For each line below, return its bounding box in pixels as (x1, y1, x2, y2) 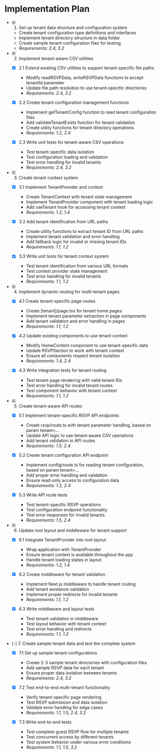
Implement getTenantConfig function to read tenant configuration (26, 109, 157, 115)
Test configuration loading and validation (26, 154, 108, 160)
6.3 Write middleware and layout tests (18, 606, 95, 612)
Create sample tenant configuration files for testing (18, 40, 121, 46)
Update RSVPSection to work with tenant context (26, 348, 124, 354)
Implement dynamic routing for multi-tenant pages (18, 289, 120, 295)
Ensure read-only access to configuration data (26, 477, 119, 483)
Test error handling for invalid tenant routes (26, 382, 113, 388)
